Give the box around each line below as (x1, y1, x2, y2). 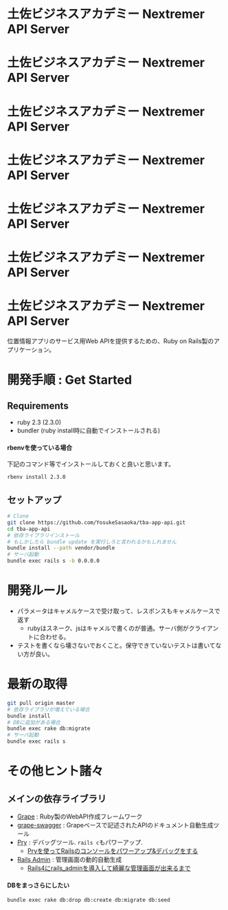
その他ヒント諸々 (7, 763, 104, 779)
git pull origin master (7, 700, 76, 706)
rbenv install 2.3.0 (7, 474, 67, 481)
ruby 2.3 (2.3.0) (16, 418, 62, 426)
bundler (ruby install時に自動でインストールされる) (16, 426, 161, 435)
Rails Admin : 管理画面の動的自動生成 (16, 856, 122, 864)
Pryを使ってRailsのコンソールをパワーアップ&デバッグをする (27, 847, 198, 855)
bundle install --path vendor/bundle (7, 545, 115, 552)
